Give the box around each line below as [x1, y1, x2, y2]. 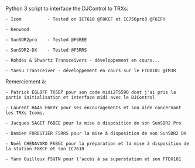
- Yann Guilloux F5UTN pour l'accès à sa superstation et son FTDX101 [5, 156, 182, 162]
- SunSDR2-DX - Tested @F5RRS [5, 47, 87, 53]
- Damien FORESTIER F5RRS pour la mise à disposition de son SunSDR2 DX [5, 130, 187, 136]
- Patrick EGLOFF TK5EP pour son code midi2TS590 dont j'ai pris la [5, 89, 176, 95]
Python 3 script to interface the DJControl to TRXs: [5, 5, 128, 12]
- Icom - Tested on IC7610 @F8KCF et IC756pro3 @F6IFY [5, 16, 166, 22]
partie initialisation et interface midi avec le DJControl [5, 95, 156, 100]
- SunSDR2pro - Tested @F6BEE [5, 37, 87, 43]
